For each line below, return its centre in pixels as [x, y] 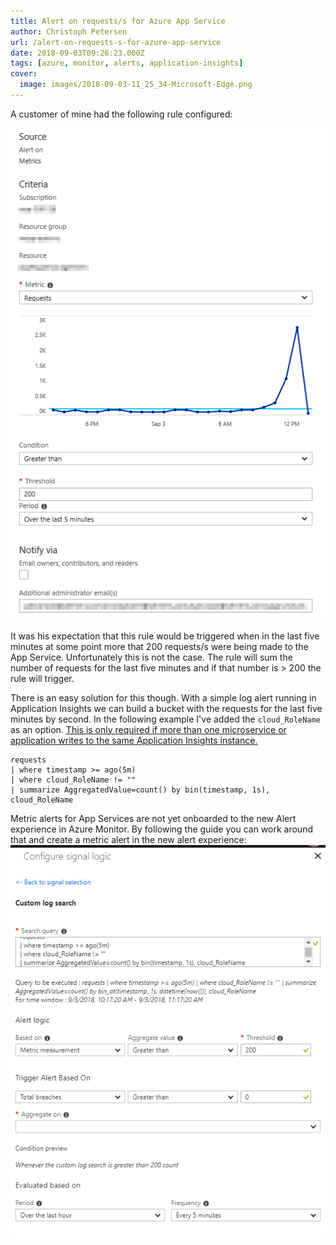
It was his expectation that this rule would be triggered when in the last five [165, 636]
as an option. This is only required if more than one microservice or [148, 729]
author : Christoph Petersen [69, 31]
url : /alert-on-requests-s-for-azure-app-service [116, 42]
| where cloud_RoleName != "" [73, 780]
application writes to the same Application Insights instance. [134, 740]
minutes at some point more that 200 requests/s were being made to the [159, 646]
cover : [24, 74]
